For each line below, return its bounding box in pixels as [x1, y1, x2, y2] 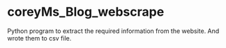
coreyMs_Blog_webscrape [7, 4, 165, 20]
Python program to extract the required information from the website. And [7, 27, 220, 35]
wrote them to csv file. [7, 34, 72, 42]
